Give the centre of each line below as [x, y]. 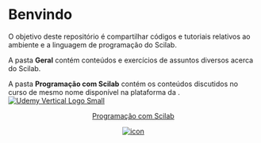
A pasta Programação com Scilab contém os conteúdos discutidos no [123, 84]
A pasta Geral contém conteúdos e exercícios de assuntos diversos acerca [131, 60]
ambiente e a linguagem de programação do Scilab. [92, 44]
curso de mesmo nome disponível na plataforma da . [94, 92]
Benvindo [40, 15]
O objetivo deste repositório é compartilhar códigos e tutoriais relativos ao [129, 36]
